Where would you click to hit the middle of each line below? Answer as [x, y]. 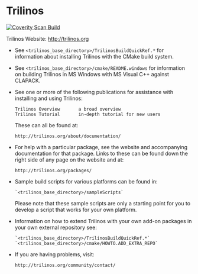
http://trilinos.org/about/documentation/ [68, 136]
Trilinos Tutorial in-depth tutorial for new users [87, 114]
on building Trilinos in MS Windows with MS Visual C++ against [92, 74]
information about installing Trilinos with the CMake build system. [94, 56]
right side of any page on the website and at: [69, 159]
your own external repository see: [56, 227]
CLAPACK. [27, 80]
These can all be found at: [46, 125]
